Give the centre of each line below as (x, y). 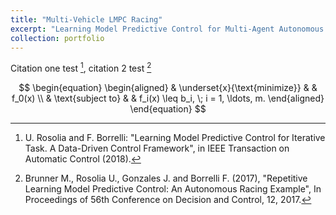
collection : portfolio (57, 38)
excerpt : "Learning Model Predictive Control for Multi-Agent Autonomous (167, 29)
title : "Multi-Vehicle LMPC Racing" (86, 19)
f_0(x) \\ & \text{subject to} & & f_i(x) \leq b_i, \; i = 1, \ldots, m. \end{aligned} (168, 98)
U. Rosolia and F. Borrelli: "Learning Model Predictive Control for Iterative (175, 138)
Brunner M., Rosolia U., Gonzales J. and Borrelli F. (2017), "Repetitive (166, 178)
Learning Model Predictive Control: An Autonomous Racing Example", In (173, 189)
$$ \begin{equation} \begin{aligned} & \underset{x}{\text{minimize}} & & (168, 88)
